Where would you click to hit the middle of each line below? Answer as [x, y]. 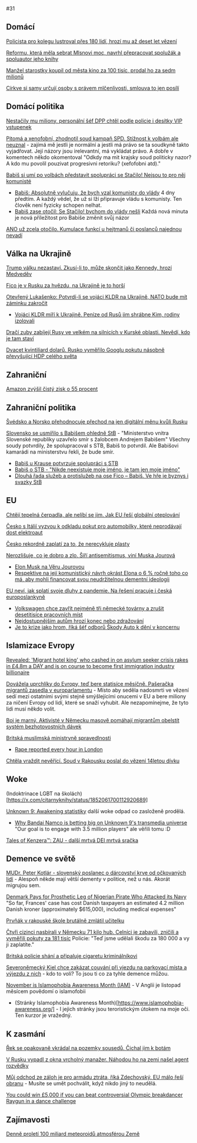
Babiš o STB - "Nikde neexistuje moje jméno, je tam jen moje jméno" [97, 470]
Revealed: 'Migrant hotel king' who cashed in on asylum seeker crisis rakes [97, 660]
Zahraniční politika [41, 407]
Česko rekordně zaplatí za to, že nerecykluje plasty [68, 544]
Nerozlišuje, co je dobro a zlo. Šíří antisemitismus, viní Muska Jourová [91, 555]
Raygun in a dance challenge [41, 1101]
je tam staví [20, 339]
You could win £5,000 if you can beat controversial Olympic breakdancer [95, 1095]
